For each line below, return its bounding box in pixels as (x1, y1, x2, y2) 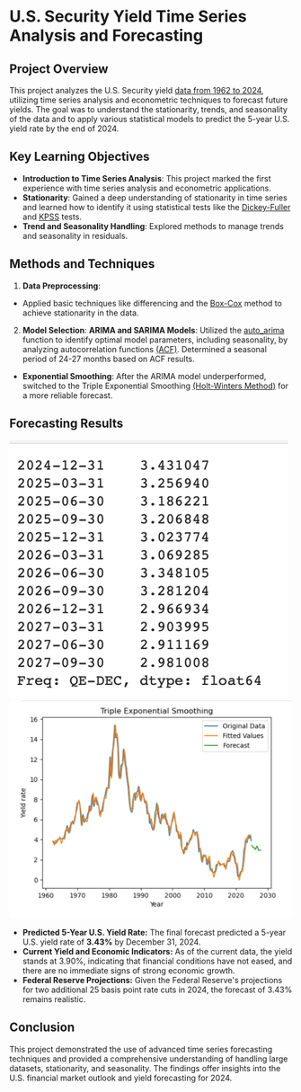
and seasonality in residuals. (22, 230, 128, 241)
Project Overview (9, 61, 109, 76)
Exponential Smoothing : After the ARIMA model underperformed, (22, 370, 267, 381)
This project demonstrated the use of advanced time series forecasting (9, 1043, 273, 1054)
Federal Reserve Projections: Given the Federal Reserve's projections (22, 974, 283, 985)
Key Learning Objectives (9, 149, 150, 164)
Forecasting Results (9, 416, 124, 431)
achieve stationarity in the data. (22, 307, 139, 318)
